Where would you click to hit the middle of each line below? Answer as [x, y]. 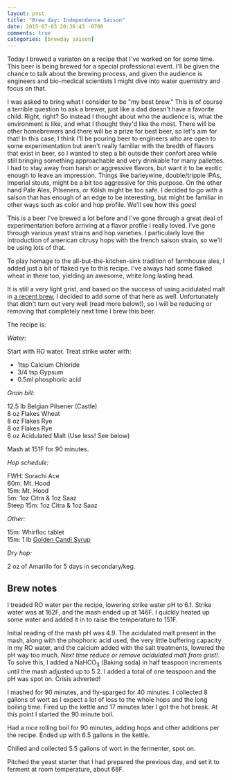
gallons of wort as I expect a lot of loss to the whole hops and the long [107, 699]
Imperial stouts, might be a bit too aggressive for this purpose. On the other [115, 183]
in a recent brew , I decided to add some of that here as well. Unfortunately [113, 297]
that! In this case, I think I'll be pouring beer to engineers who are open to [112, 138]
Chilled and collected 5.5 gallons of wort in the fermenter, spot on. [101, 748]
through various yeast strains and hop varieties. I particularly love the [106, 233]
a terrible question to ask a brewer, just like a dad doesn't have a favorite [111, 109]
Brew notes [32, 588]
